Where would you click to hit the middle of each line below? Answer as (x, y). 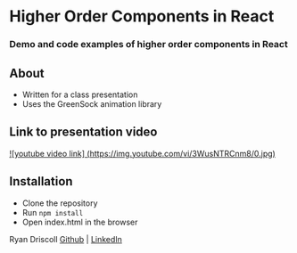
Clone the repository (60, 203)
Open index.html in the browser (80, 222)
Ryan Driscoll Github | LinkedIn (66, 239)
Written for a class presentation (80, 94)
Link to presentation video (83, 132)
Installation (41, 181)
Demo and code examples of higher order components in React (148, 45)
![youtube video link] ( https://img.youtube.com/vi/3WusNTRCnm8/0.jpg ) (143, 153)
